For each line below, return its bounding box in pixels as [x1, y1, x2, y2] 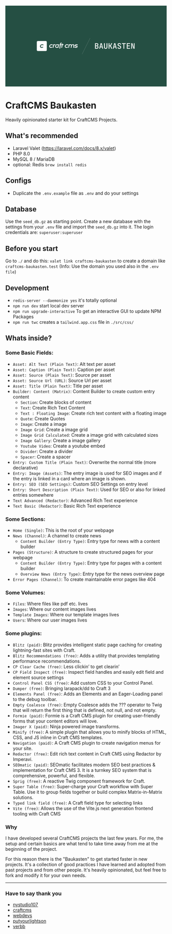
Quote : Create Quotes [20, 415, 66, 421]
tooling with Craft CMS [12, 810, 61, 816]
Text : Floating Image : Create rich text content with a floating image [20, 410, 167, 416]
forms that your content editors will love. [12, 718, 98, 724]
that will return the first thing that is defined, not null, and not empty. [12, 707, 157, 713]
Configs [5, 177, 32, 185]
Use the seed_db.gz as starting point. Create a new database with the [5, 219, 151, 225]
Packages [12, 314, 34, 320]
